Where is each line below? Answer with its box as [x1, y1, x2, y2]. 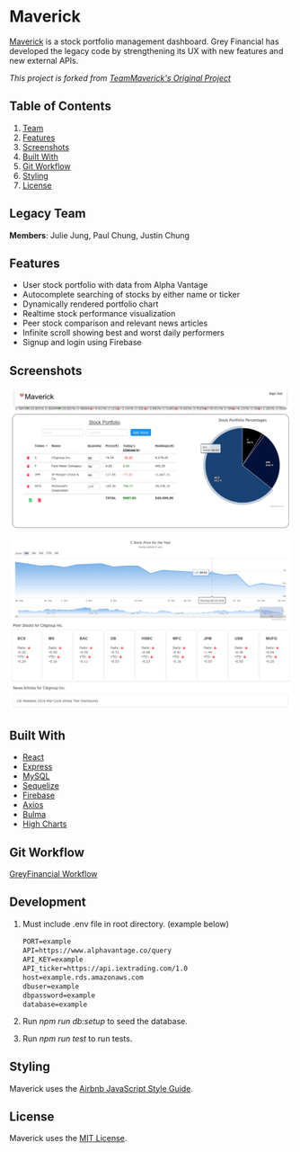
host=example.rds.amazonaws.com [22, 973, 144, 982]
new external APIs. [9, 55, 79, 66]
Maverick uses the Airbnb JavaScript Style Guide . [9, 1083, 193, 1094]
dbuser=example [22, 982, 80, 991]
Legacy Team [9, 206, 86, 221]
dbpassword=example [22, 991, 96, 1000]
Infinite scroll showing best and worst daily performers [22, 327, 225, 338]
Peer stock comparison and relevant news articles [22, 317, 208, 329]
